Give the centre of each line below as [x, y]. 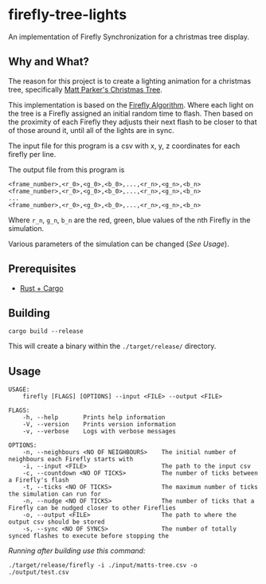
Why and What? [49, 62]
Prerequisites [42, 269]
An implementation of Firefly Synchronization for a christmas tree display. [129, 37]
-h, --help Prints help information [94, 417]
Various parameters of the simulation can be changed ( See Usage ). [119, 244]
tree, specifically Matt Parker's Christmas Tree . [86, 89]
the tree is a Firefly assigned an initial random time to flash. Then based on [131, 113]
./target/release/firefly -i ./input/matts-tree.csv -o [103, 566]
